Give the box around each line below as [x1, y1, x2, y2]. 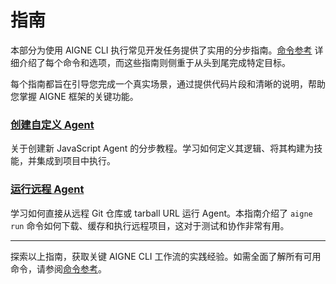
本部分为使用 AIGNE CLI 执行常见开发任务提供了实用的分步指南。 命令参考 [10, 44, 313, 56]
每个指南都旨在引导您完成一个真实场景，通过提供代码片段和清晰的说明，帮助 [10, 77, 326, 90]
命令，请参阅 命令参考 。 [10, 262, 107, 275]
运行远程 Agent [10, 182, 85, 196]
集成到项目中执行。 [36, 155, 116, 167]
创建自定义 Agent [10, 117, 95, 131]
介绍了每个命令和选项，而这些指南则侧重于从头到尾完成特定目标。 [18, 56, 291, 68]
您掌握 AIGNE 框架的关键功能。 [10, 90, 139, 102]
